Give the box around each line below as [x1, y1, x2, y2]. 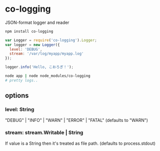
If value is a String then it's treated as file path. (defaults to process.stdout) [5, 140, 156, 146]
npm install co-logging [5, 29, 54, 34]
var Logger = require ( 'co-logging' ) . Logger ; [5, 38, 97, 42]
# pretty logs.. [5, 78, 38, 83]
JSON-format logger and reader [5, 19, 70, 25]
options [5, 92, 29, 100]
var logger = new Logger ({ [5, 42, 60, 47]
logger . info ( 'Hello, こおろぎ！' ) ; [5, 65, 74, 70]
